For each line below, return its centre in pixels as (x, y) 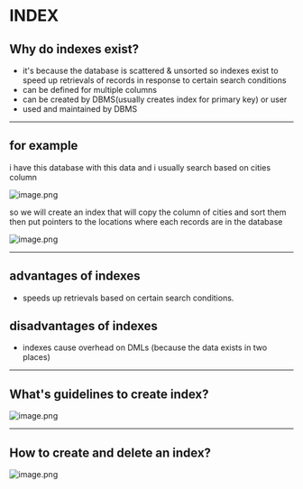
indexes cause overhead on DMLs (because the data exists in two (145, 347)
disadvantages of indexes (83, 326)
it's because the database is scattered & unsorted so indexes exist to (150, 70)
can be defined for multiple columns (90, 90)
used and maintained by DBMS (80, 109)
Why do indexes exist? (74, 49)
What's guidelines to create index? (109, 394)
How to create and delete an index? (110, 452)
